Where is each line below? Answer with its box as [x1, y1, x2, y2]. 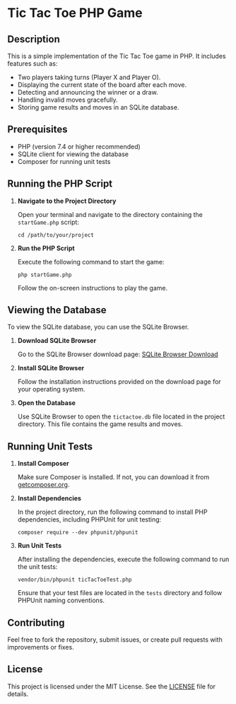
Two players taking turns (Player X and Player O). [17, 73, 161, 81]
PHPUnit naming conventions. [17, 596, 105, 605]
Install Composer [17, 459, 69, 468]
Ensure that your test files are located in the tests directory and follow [17, 589, 223, 597]
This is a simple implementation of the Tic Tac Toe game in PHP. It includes [7, 52, 226, 60]
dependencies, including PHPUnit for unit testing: [17, 515, 162, 524]
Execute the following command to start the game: [17, 257, 165, 266]
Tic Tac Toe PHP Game [7, 5, 143, 21]
